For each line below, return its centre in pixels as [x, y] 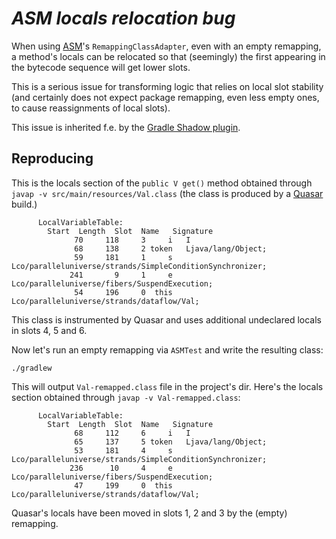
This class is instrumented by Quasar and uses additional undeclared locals [166, 319]
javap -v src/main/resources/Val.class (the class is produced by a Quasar [167, 193]
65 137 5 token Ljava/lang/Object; [171, 442]
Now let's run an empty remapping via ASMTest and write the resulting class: [167, 349]
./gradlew [32, 368]
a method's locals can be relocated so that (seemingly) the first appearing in [168, 56]
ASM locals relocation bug [123, 18]
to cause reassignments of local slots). [91, 108]
